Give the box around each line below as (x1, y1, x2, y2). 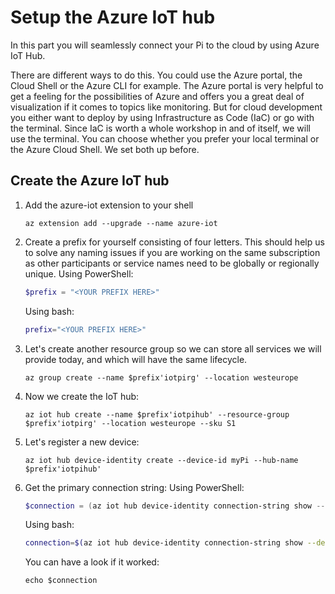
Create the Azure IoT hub (10, 172, 170, 190)
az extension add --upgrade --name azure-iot (24, 218, 218, 228)
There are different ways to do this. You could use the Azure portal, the (10, 69, 303, 81)
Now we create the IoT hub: (24, 390, 140, 402)
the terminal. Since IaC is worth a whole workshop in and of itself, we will (10, 122, 311, 134)
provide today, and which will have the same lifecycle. (24, 353, 248, 365)
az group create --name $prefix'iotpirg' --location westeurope (24, 372, 299, 383)
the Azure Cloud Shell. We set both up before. (10, 143, 200, 155)
